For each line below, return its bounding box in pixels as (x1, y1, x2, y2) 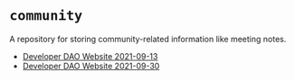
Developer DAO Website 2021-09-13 (22, 50, 158, 61)
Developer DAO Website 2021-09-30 (22, 60, 160, 71)
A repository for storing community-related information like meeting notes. (9, 33, 287, 44)
